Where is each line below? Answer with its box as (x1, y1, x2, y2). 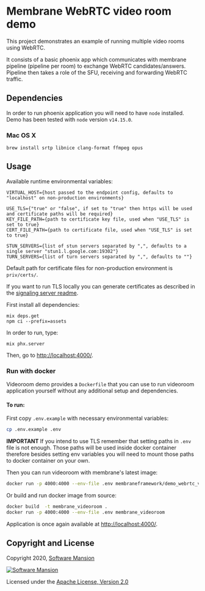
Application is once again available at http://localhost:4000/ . (6, 520, 158, 527)
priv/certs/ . (6, 271, 38, 278)
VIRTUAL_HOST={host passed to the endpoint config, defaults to (6, 189, 173, 196)
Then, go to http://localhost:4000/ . (6, 351, 93, 359)
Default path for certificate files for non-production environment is (6, 264, 173, 271)
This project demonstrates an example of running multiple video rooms (6, 37, 185, 45)
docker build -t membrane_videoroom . (6, 504, 108, 510)
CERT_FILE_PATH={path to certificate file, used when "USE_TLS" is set (6, 227, 192, 233)
